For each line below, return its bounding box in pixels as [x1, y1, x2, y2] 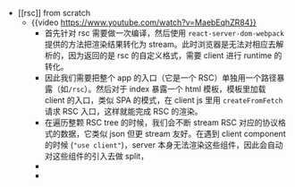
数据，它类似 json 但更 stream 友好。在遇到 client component [60, 129, 286, 139]
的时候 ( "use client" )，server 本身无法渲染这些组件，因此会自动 [44, 140, 283, 150]
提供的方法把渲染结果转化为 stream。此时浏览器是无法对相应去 [44, 39, 276, 49]
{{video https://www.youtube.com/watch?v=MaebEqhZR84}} [30, 17, 257, 28]
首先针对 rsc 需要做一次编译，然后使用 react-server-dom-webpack [44, 28, 284, 38]
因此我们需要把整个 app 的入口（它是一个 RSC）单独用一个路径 [44, 72, 277, 83]
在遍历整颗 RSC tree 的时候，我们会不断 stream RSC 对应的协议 [44, 117, 279, 128]
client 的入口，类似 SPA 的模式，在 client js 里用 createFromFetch [44, 95, 283, 106]
